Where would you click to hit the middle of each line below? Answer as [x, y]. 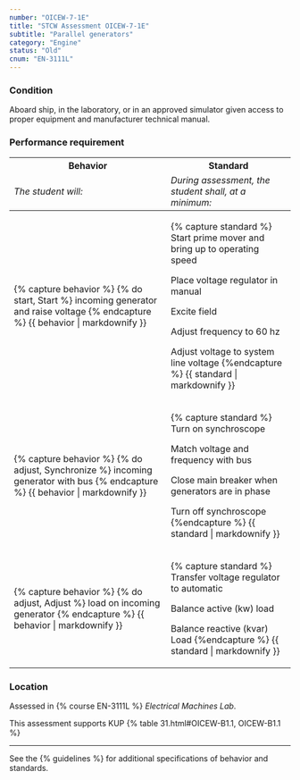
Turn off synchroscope [219, 511]
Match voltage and [210, 449]
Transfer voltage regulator [225, 577]
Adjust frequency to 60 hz [225, 331]
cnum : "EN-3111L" [42, 59]
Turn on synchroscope [218, 428]
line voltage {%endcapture [227, 363]
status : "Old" [36, 51]
